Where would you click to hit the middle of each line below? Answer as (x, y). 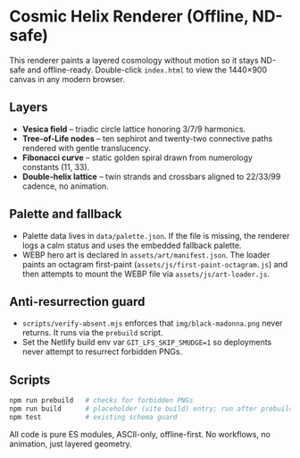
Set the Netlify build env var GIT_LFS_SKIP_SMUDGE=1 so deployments (147, 343)
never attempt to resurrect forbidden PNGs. (102, 352)
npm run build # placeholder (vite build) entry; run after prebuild (151, 409)
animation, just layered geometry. (71, 444)
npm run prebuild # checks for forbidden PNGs (101, 401)
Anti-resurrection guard (77, 301)
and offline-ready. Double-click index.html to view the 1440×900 (147, 70)
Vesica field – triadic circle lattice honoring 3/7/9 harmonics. (134, 129)
